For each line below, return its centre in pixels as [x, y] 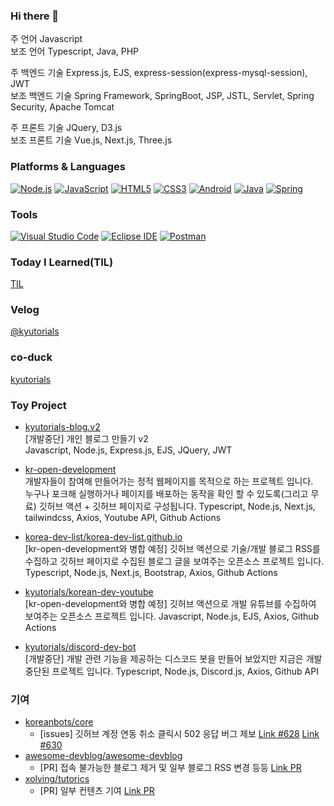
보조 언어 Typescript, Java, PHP [75, 51]
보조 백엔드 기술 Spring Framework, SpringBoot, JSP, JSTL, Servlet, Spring [162, 96]
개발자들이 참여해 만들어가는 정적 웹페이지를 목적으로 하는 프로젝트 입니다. [169, 481]
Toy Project [38, 405]
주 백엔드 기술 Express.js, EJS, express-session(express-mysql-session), [159, 73]
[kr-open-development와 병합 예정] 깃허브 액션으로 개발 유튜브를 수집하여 [170, 604]
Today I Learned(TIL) [62, 262]
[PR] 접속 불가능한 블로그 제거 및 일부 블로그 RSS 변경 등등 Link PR [170, 768]
